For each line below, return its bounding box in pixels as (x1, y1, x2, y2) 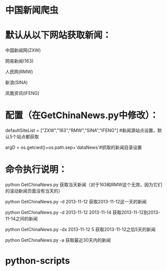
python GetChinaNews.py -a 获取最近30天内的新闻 (5, 237, 111, 243)
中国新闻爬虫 (5, 5, 59, 16)
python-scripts (5, 255, 70, 266)
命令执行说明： (5, 164, 68, 176)
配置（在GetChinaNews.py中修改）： (5, 110, 159, 121)
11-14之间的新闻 (5, 215, 38, 222)
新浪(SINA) (5, 79, 28, 86)
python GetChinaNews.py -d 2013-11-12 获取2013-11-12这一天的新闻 (5, 199, 147, 204)
